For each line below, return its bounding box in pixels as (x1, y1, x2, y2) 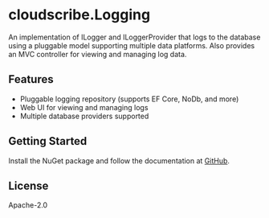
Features (8, 72, 54, 86)
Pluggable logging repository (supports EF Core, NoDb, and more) (19, 94, 239, 104)
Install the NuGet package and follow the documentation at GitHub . (8, 155, 230, 166)
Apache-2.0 (8, 200, 48, 210)
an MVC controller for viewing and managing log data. (8, 49, 187, 59)
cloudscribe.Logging (8, 6, 151, 24)
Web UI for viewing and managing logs (19, 102, 149, 112)
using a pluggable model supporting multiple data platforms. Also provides (8, 40, 255, 50)
